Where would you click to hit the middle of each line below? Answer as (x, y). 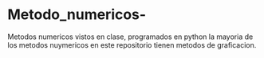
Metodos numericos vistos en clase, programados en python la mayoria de (130, 37)
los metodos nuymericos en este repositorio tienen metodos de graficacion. (132, 44)
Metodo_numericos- (77, 15)
